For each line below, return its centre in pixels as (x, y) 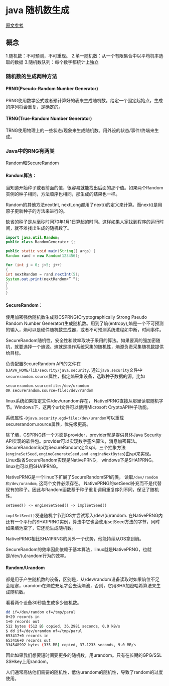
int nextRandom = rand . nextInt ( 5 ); (43, 274)
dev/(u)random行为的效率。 (40, 556)
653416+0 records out (28, 640)
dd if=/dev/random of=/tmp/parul (41, 612)
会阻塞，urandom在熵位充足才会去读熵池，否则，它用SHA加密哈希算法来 (81, 586)
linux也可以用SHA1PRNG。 (33, 466)
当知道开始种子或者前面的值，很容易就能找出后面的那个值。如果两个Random (84, 187)
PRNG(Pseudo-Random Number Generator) (52, 89)
